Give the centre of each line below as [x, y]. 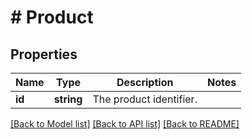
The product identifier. [145, 99]
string [68, 99]
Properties [44, 54]
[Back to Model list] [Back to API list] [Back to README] [125, 124]
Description [145, 82]
